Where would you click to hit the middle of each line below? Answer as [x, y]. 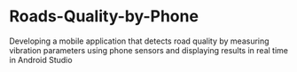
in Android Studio [41, 60]
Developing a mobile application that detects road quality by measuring [139, 41]
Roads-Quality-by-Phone [104, 16]
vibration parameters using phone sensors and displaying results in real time [148, 50]
